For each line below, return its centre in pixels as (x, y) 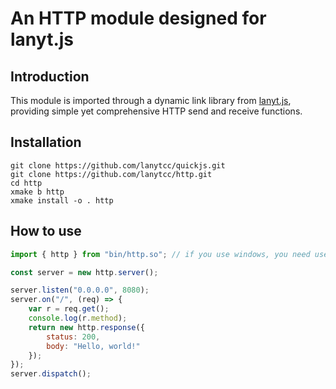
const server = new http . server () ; (84, 272)
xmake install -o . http (62, 200)
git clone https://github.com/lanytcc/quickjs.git (118, 165)
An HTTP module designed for (138, 18)
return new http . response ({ (86, 327)
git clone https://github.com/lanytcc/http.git (111, 174)
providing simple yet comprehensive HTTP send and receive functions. (156, 111)
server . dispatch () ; (51, 374)
